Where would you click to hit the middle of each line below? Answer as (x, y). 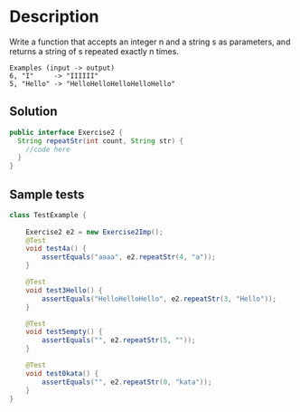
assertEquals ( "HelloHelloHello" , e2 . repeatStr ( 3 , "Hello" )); (159, 299)
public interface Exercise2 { (66, 132)
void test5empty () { (64, 332)
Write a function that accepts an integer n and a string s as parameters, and (150, 42)
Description (54, 17)
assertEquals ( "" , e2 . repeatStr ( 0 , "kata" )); (127, 382)
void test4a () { (56, 249)
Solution (33, 112)
